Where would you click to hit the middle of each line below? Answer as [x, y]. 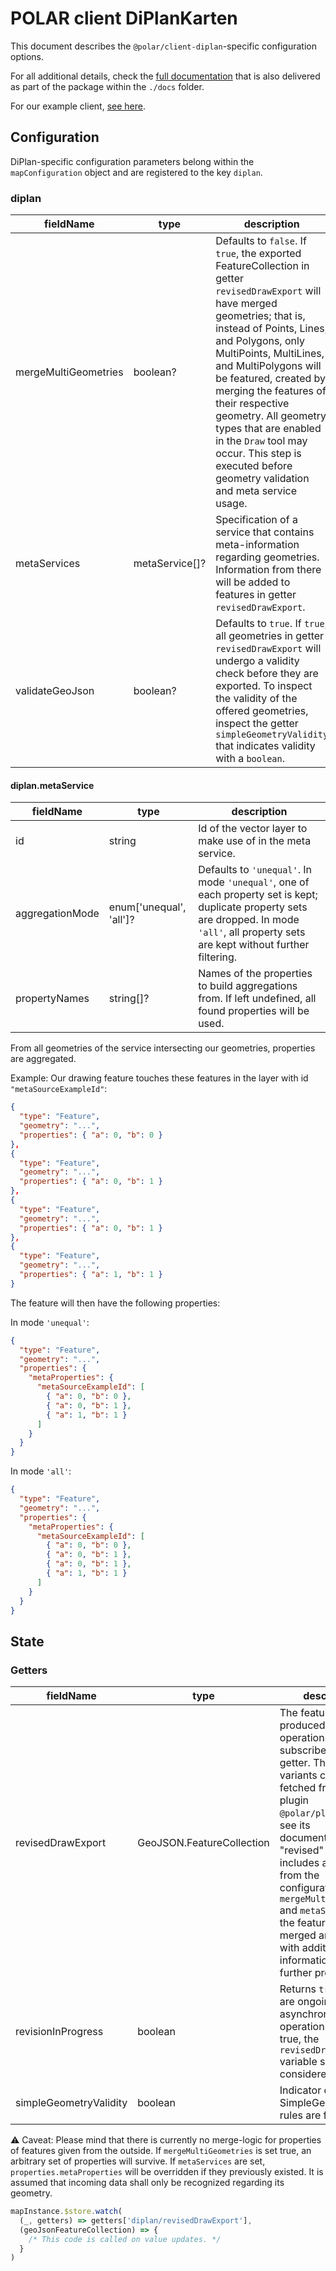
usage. [231, 504]
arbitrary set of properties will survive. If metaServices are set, [138, 2161]
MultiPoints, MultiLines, [270, 354]
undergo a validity [257, 661]
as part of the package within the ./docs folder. [107, 86]
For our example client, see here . [78, 106]
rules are [300, 2115]
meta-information [257, 545]
